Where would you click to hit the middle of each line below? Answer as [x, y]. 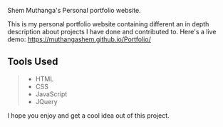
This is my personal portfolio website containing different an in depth [108, 24]
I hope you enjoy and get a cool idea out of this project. [88, 115]
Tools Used [33, 62]
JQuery [47, 101]
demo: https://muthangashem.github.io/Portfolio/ [79, 39]
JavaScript [51, 94]
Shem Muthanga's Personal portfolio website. [74, 10]
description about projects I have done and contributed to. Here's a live [112, 32]
